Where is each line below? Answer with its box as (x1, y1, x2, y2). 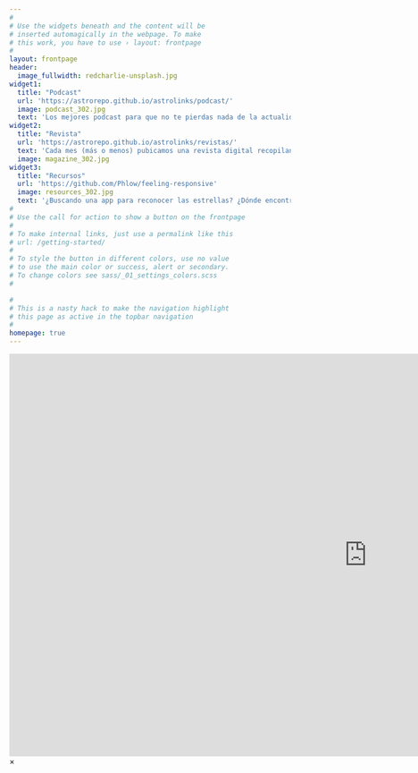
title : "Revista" (17, 130, 82, 139)
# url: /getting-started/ (9, 238, 105, 247)
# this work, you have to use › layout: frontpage (9, 38, 202, 47)
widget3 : (9, 163, 42, 172)
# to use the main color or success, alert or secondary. (9, 263, 230, 272)
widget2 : (9, 122, 42, 131)
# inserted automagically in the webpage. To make (9, 30, 202, 38)
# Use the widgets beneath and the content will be (9, 21, 205, 30)
